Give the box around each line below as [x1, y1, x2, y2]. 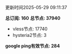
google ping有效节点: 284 [5, 43, 60, 49]
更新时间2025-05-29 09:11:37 [5, 5, 67, 10]
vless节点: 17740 [12, 26, 48, 32]
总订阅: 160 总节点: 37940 [5, 15, 61, 21]
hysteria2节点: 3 [12, 32, 47, 38]
